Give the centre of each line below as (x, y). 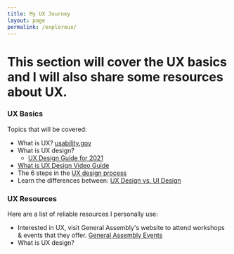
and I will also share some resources (115, 77)
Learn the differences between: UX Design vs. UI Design (99, 180)
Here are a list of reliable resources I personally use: (83, 214)
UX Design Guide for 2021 (66, 158)
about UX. (37, 92)
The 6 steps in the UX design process (72, 173)
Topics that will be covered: (47, 129)
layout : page (26, 20)
